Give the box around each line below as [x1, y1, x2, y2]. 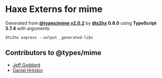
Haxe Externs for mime [5, 3, 103, 15]
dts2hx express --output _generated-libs [5, 35, 94, 40]
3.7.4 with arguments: [5, 25, 51, 31]
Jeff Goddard [12, 61, 41, 68]
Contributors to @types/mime [5, 48, 102, 57]
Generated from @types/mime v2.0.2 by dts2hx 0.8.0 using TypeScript [5, 20, 157, 26]
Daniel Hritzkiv [12, 67, 43, 73]
